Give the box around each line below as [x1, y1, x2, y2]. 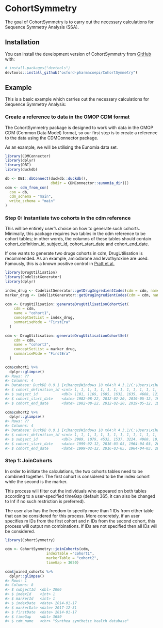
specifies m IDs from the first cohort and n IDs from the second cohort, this [5, 518, 155, 524]
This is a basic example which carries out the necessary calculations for [5, 96, 149, 102]
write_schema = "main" [9, 199, 55, 204]
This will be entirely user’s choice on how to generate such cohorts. [5, 226, 140, 232]
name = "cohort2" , [14, 342, 51, 347]
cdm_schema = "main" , [9, 194, 53, 199]
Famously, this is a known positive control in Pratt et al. [5, 261, 115, 267]
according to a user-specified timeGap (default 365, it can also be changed [5, 493, 156, 499]
